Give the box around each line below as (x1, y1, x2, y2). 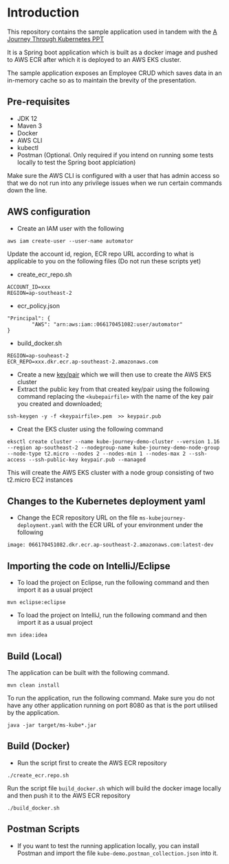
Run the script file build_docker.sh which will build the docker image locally (7, 784, 221, 792)
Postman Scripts (7, 823, 80, 835)
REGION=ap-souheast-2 (7, 352, 69, 359)
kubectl (17, 143, 39, 152)
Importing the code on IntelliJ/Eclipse (7, 560, 171, 572)
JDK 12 (17, 114, 38, 122)
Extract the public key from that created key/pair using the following (17, 385, 210, 393)
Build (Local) (7, 650, 63, 662)
